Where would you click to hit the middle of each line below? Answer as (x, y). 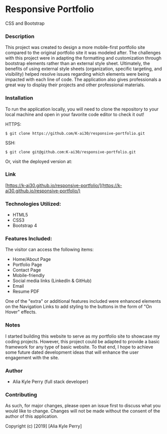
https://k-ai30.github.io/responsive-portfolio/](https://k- (64, 185)
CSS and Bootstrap (25, 23)
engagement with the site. (32, 357)
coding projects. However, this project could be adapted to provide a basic (82, 341)
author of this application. (32, 416)
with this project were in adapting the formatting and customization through (83, 58)
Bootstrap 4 (25, 226)
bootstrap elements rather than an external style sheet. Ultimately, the (77, 64)
